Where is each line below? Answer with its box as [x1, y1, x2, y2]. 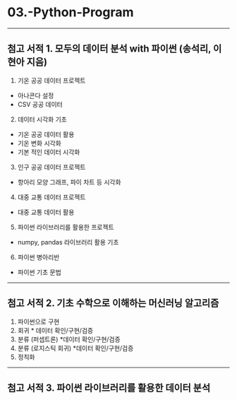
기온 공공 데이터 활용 [17, 130, 75, 139]
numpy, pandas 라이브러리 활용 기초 [17, 237, 119, 246]
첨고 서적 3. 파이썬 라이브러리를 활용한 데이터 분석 [7, 382, 211, 394]
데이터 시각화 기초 [17, 114, 67, 124]
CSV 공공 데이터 [17, 100, 63, 108]
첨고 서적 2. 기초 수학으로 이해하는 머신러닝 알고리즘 [7, 298, 219, 310]
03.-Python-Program [7, 4, 134, 20]
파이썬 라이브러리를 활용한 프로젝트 [17, 223, 114, 231]
